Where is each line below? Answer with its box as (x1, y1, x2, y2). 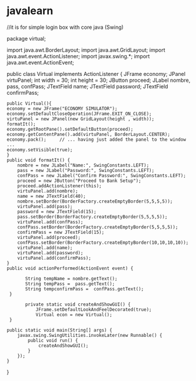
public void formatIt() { (6, 157, 70, 163)
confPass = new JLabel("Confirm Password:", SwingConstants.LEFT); (17, 173, 186, 178)
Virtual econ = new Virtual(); (35, 312, 112, 317)
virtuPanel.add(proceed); (17, 234, 81, 240)
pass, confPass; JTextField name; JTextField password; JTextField (6, 82, 168, 90)
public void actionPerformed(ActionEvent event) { (6, 265, 134, 271)
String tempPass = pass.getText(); (25, 281, 115, 287)
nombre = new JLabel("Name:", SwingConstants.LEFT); (17, 162, 150, 168)
